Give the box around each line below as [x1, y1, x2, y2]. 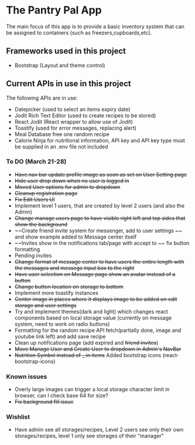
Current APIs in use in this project [6, 79, 131, 89]
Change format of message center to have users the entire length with [14, 258, 184, 265]
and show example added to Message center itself [14, 233, 137, 240]
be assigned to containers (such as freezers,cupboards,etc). [6, 29, 152, 36]
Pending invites [14, 252, 52, 259]
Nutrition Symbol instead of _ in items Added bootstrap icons [14, 351, 162, 358]
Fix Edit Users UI [14, 196, 55, 203]
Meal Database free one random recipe [14, 130, 110, 138]
